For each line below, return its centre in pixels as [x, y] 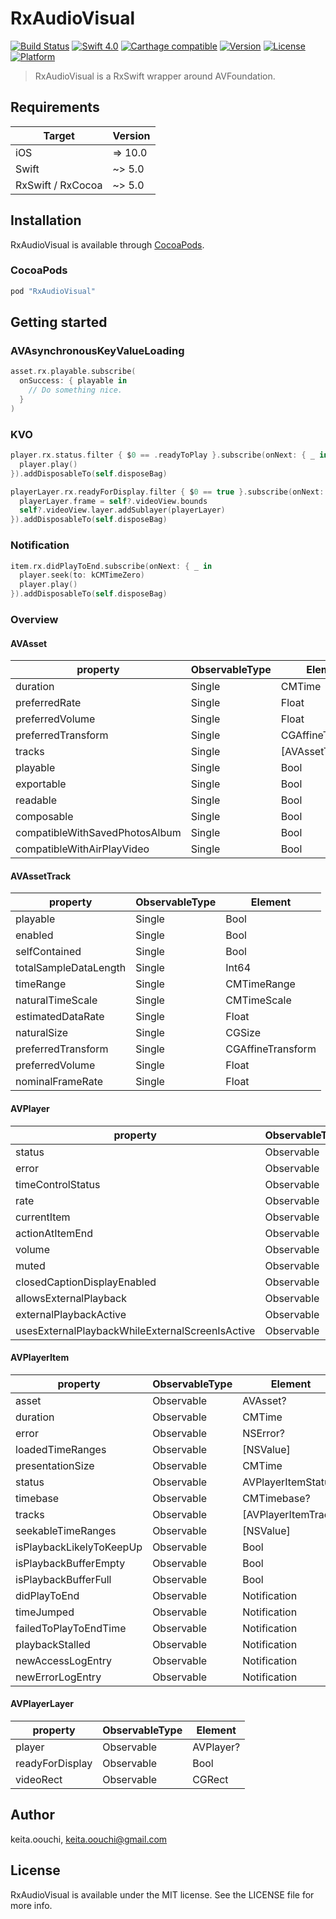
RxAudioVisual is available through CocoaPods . [107, 244]
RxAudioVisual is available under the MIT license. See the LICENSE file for [162, 1894]
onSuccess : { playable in [73, 381]
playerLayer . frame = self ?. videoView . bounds [113, 501]
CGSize [243, 1033]
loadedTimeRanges [61, 1449]
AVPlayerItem [40, 1358]
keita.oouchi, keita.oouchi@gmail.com [89, 1839]
